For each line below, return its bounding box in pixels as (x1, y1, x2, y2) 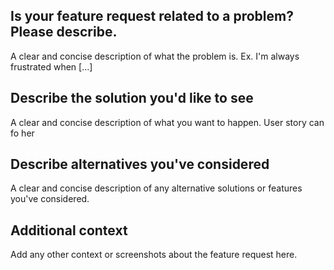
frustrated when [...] (10, 60, 93, 73)
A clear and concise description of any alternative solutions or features (10, 182, 303, 194)
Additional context (10, 222, 128, 239)
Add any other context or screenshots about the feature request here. (10, 249, 298, 261)
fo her (10, 127, 35, 139)
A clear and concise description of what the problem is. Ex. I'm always (10, 50, 300, 62)
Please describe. (10, 24, 118, 41)
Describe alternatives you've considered (10, 156, 270, 173)
